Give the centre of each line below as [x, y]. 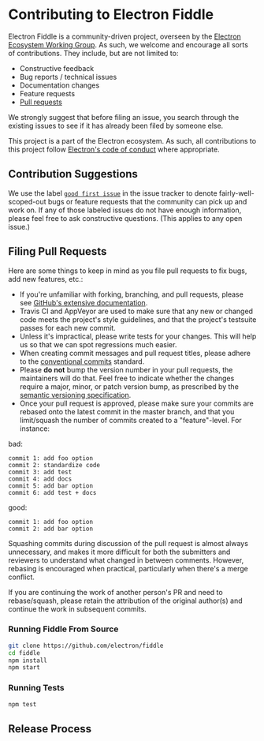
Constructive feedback [57, 68]
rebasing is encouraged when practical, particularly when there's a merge [128, 568]
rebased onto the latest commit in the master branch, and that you [127, 411]
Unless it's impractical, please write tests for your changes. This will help [138, 336]
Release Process [50, 729]
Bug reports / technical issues [68, 77]
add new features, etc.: [46, 279]
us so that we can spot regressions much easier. [98, 344]
